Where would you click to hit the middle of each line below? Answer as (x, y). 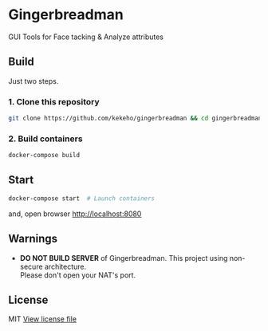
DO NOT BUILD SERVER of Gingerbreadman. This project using (124, 258)
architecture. (65, 266)
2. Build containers (45, 139)
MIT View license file (43, 319)
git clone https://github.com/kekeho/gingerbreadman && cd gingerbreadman (135, 118)
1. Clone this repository (54, 101)
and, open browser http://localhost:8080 (75, 214)
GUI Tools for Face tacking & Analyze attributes (86, 37)
